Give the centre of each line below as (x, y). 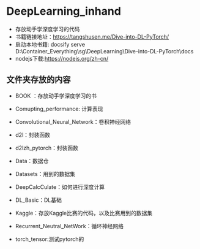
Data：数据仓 (32, 161)
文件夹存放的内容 (39, 80)
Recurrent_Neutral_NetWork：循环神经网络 (69, 226)
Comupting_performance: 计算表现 (59, 109)
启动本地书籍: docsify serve (50, 44)
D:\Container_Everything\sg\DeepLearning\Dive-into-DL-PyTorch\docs (104, 51)
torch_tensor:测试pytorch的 (50, 239)
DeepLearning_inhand (64, 11)
